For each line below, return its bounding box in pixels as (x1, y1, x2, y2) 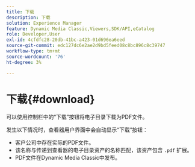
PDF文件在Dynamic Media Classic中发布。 (14, 154, 121, 162)
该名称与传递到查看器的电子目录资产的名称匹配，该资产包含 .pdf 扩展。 (14, 147, 193, 154)
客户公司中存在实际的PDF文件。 (14, 139, 94, 147)
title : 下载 (6, 8, 34, 15)
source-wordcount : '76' (6, 54, 66, 60)
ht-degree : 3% (6, 59, 42, 65)
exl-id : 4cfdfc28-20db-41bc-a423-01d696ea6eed (6, 37, 125, 43)
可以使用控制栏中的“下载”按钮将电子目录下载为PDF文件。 (6, 113, 148, 121)
